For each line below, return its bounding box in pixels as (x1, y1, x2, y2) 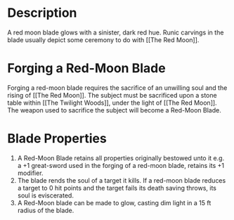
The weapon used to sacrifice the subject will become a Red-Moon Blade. (7, 105, 221, 114)
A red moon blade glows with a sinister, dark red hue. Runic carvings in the (7, 28, 224, 37)
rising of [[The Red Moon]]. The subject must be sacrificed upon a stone (7, 91, 217, 99)
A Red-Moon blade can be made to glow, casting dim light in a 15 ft (17, 198, 212, 207)
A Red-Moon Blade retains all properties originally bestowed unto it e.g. (17, 153, 225, 162)
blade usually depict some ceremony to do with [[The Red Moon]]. (7, 35, 200, 44)
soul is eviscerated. (17, 191, 74, 200)
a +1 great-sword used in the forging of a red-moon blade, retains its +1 (17, 161, 225, 169)
